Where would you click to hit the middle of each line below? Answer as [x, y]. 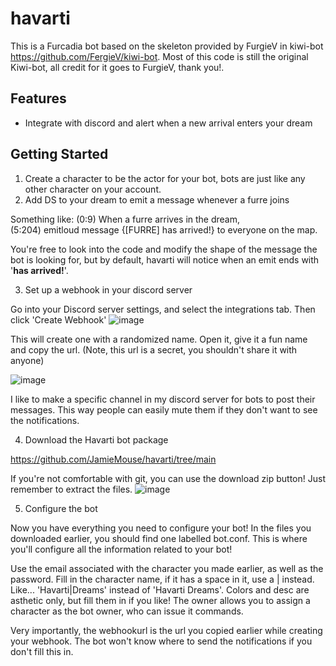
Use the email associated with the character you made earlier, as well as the [167, 568]
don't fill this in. [42, 651]
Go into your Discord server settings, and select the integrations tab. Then [163, 309]
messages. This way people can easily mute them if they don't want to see [164, 409]
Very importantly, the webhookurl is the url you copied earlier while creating [166, 630]
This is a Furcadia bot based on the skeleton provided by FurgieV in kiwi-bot [167, 46]
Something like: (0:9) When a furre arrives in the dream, [125, 219]
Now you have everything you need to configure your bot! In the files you [161, 528]
